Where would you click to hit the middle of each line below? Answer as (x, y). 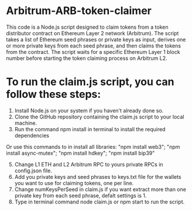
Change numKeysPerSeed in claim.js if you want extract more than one (100, 189)
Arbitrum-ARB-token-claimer (79, 11)
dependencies (32, 135)
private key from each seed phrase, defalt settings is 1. (80, 195)
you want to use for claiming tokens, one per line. (74, 183)
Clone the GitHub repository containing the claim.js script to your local (99, 117)
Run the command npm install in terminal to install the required (90, 129)
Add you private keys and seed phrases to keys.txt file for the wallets (98, 176)
